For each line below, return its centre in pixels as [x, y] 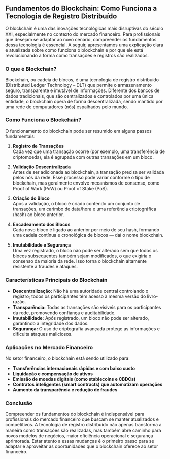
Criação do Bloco [31, 198]
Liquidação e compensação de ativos [53, 374]
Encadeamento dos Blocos [41, 224]
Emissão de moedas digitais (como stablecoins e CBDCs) [74, 379]
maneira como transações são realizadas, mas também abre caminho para [83, 430]
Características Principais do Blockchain [56, 280]
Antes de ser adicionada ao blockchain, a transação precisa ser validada [88, 172]
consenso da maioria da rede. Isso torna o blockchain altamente [80, 261]
